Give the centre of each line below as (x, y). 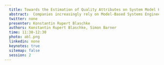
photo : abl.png (24, 37)
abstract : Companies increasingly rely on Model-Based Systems (76, 14)
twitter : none (23, 19)
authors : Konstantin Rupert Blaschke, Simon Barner (63, 28)
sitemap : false (24, 50)
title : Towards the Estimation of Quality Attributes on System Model (82, 10)
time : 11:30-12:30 (28, 32)
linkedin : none (24, 42)
